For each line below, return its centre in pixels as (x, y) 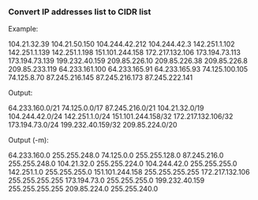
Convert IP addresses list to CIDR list (80, 12)
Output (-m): (28, 140)
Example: (23, 29)
